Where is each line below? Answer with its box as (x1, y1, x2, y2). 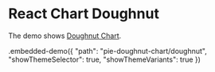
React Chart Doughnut (8, 5, 159, 23)
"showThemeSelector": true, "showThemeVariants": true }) (8, 55, 201, 64)
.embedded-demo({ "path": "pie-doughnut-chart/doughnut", (8, 46, 207, 55)
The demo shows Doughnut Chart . (8, 31, 122, 40)
